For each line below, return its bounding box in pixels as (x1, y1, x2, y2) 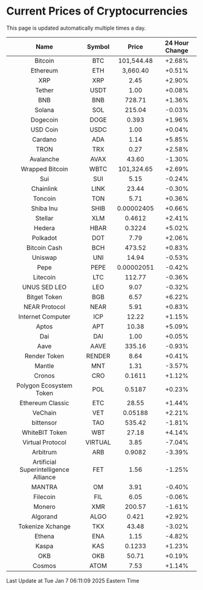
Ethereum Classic (19, 399, 69, 407)
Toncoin (33, 194, 56, 202)
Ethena (34, 532, 54, 540)
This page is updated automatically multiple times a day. (6, 24, 146, 31)
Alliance (33, 472, 56, 481)
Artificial (32, 457, 56, 466)
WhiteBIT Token (22, 428, 68, 437)
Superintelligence (19, 465, 69, 474)
